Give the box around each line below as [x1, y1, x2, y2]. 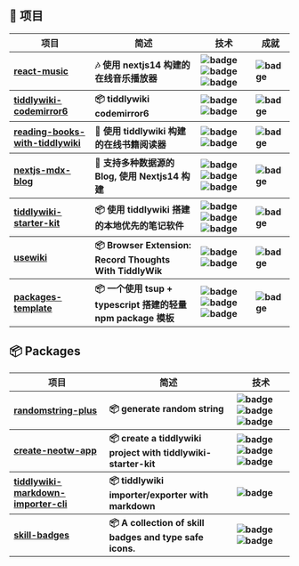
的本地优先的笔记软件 [94, 220, 184, 232]
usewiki [13, 252, 47, 264]
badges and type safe [109, 530, 205, 543]
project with [109, 446, 162, 458]
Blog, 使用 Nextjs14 [94, 170, 180, 182]
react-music [13, 65, 69, 77]
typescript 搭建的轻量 [94, 298, 187, 311]
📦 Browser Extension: [94, 239, 191, 251]
